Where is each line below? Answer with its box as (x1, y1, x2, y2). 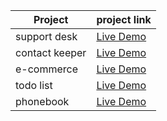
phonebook (15, 95, 70, 108)
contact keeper (15, 46, 87, 59)
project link (96, 13, 152, 26)
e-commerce (15, 62, 79, 76)
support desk (15, 30, 78, 43)
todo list (15, 79, 53, 92)
